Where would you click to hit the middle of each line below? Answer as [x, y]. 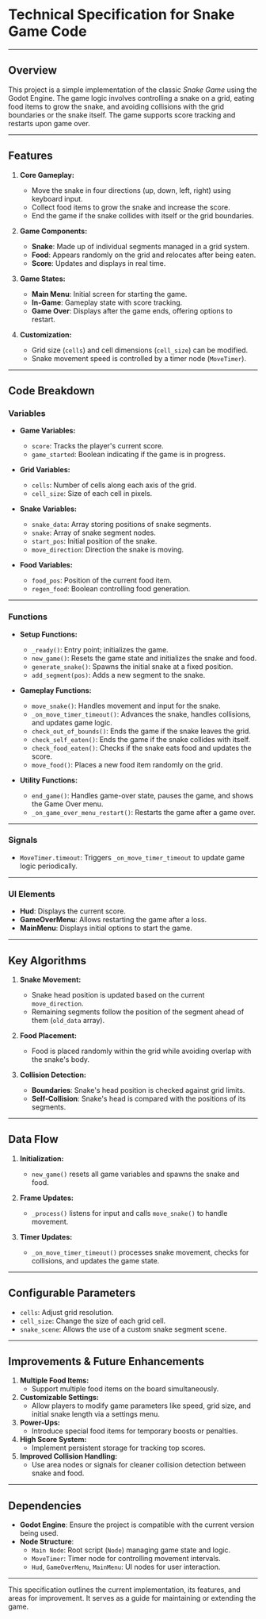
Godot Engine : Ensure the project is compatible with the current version [137, 1525]
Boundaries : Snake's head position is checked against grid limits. [138, 1090]
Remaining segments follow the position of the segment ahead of [138, 1011]
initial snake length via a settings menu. [96, 1414]
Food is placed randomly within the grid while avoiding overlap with [141, 1051]
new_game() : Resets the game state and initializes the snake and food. [144, 658]
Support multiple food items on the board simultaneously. [125, 1389]
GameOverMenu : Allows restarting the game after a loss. [113, 920]
